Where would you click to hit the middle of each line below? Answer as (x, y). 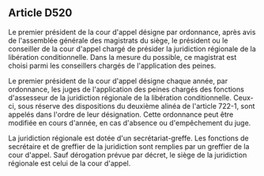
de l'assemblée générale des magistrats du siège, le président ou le (118, 40)
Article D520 (40, 13)
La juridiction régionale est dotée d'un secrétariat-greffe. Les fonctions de (128, 138)
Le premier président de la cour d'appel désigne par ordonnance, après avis (132, 32)
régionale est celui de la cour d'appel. (70, 163)
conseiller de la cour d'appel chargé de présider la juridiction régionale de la (132, 49)
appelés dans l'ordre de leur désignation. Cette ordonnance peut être (121, 114)
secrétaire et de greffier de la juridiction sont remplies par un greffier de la (129, 146)
